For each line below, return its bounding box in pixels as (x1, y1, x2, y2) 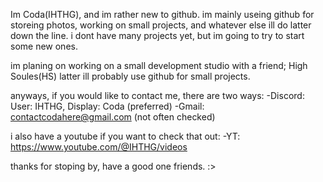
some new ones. (10, 40, 78, 52)
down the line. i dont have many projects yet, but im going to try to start (10, 30, 305, 41)
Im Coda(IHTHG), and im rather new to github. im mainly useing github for (10, 9, 315, 20)
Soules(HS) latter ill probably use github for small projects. (10, 70, 251, 82)
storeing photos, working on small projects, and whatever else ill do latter (10, 19, 312, 31)
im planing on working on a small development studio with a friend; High (10, 60, 308, 71)
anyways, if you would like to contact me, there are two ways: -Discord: (10, 90, 305, 101)
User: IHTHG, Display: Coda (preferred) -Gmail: (10, 100, 205, 112)
